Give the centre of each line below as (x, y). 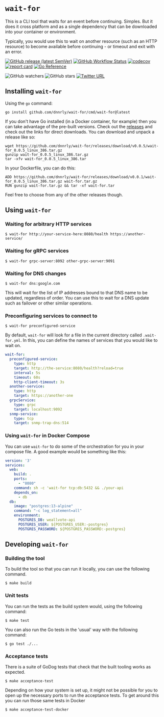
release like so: (20, 137)
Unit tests (17, 596)
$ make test (17, 620)
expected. (15, 672)
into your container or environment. (41, 31)
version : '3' (18, 461)
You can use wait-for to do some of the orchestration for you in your (75, 446)
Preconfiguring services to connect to (51, 316)
